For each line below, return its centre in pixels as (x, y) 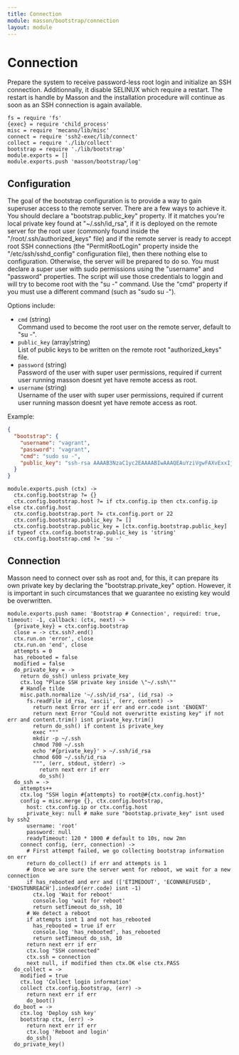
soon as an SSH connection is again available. (75, 105)
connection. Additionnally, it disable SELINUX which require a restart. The (115, 90)
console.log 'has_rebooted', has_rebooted (97, 932)
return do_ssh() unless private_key (75, 676)
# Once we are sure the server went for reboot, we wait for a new (128, 870)
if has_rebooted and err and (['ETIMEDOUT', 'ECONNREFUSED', (119, 882)
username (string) (42, 388)
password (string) (42, 365)
